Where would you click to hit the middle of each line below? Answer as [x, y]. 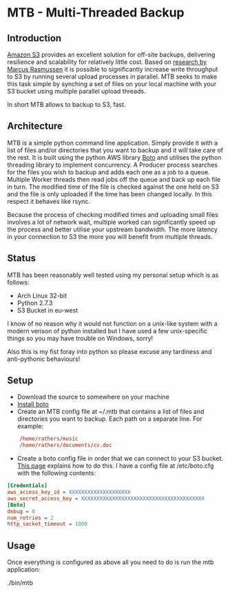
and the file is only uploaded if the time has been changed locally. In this [109, 194]
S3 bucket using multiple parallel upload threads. [76, 91]
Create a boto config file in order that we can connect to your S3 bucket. [120, 459]
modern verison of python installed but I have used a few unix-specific [107, 331]
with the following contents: [56, 473]
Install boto [33, 404]
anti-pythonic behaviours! [44, 359]
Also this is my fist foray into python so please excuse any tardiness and [109, 351]
